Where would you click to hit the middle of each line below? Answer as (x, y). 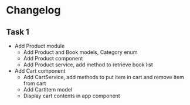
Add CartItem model (48, 89)
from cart (35, 83)
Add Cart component (40, 71)
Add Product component (53, 58)
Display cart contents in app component (72, 96)
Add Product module (40, 46)
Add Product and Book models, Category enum (80, 52)
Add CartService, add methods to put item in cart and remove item (104, 77)
